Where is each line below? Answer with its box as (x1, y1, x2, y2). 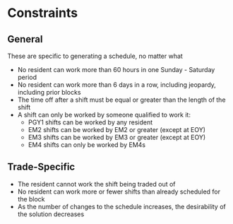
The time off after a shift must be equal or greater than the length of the (17, 95, 226, 104)
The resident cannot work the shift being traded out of (17, 179, 176, 188)
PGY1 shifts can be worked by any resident (28, 118, 153, 126)
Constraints (7, 5, 78, 21)
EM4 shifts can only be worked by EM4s (28, 141, 146, 149)
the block (17, 194, 45, 203)
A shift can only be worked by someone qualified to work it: (17, 111, 191, 119)
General (7, 33, 44, 45)
